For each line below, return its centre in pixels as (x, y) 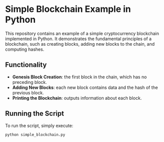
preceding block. (29, 82)
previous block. (28, 92)
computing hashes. (25, 49)
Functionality (26, 65)
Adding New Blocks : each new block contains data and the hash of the (85, 87)
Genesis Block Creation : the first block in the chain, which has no (80, 77)
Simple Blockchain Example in (68, 9)
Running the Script (35, 113)
